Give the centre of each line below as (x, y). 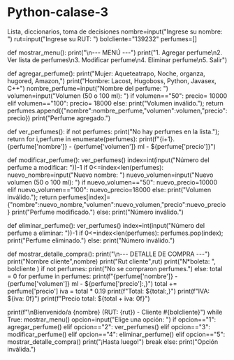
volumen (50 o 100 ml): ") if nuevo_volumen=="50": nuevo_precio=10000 (112, 182)
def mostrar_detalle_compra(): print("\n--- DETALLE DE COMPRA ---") (109, 254)
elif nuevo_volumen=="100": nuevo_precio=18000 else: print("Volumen (109, 189)
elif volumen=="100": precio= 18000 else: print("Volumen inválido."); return (115, 103)
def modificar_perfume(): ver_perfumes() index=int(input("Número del (108, 160)
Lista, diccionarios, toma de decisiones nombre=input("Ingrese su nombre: (115, 31)
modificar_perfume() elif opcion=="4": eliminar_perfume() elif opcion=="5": (116, 334)
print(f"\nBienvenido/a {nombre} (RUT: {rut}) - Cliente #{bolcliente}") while (115, 312)
